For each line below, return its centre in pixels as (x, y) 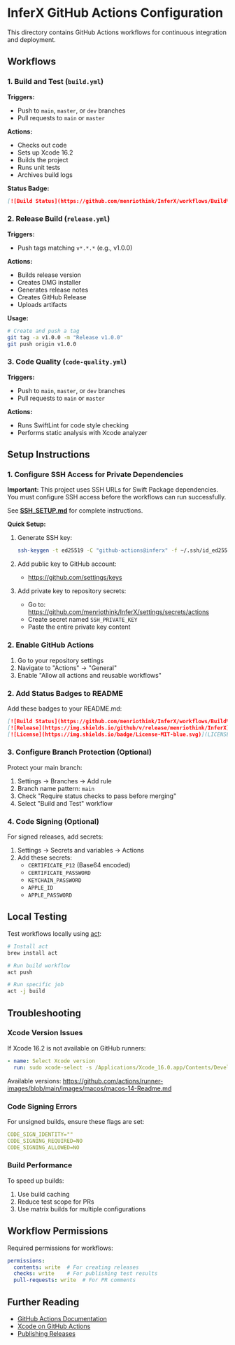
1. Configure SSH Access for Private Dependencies (95, 475)
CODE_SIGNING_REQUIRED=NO (45, 1141)
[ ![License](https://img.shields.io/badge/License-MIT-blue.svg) (104, 734)
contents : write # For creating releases (76, 1267)
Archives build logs (45, 175)
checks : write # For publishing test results (86, 1274)
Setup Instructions (49, 455)
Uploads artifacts (42, 304)
